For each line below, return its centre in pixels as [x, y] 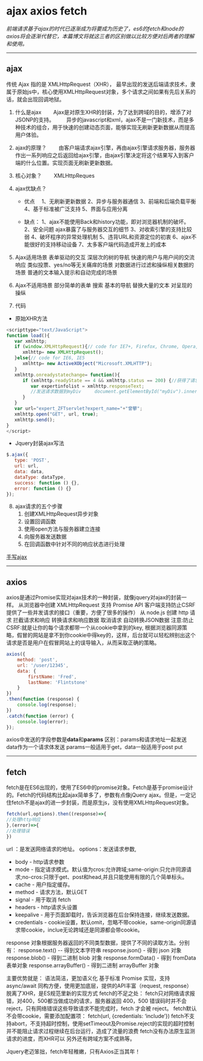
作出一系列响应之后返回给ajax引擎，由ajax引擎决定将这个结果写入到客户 [105, 155]
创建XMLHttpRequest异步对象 [61, 514]
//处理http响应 [24, 820]
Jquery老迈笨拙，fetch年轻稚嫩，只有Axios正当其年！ [73, 1051]
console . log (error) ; [43, 722]
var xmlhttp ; [31, 341]
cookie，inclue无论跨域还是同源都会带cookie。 [84, 930]
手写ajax [17, 557]
